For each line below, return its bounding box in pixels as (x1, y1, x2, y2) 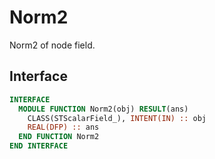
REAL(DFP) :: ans (27, 122, 100, 133)
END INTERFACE (9, 141, 69, 151)
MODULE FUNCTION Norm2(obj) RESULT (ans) (18, 104, 189, 114)
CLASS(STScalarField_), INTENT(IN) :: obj (27, 113, 207, 123)
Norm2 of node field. (9, 39, 96, 51)
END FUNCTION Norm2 (18, 132, 100, 142)
